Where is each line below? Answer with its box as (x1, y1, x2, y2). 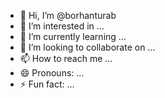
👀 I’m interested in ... (19, 20, 105, 32)
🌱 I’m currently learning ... (19, 31, 127, 42)
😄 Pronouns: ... (19, 67, 85, 79)
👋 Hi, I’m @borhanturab (19, 10, 117, 21)
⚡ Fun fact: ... (19, 78, 75, 90)
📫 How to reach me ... (19, 53, 113, 64)
